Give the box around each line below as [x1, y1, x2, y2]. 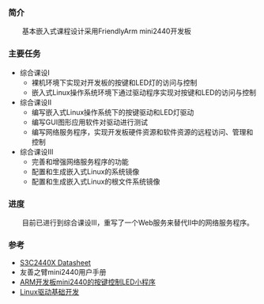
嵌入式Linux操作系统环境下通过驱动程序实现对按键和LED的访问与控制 [31, 87, 257, 97]
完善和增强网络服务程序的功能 [31, 157, 129, 166]
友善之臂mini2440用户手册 [19, 268, 107, 277]
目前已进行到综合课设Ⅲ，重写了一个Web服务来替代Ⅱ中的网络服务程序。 [22, 218, 255, 227]
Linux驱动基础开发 [19, 287, 80, 297]
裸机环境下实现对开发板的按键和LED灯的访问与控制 [31, 78, 198, 87]
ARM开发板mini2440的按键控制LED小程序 [19, 277, 157, 287]
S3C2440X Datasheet [19, 258, 91, 268]
